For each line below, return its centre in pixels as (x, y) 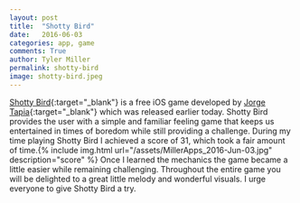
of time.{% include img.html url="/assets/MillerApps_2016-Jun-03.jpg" (141, 150)
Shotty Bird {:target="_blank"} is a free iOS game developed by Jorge (138, 102)
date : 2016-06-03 (46, 34)
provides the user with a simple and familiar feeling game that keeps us (142, 121)
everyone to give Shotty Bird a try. (73, 188)
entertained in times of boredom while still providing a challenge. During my (150, 131)
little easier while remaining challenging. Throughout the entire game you (145, 169)
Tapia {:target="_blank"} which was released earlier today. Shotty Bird (139, 111)
